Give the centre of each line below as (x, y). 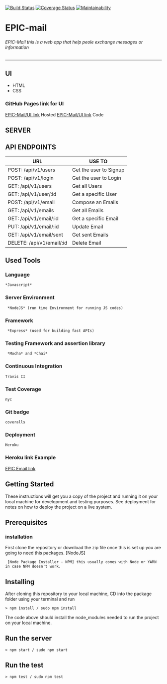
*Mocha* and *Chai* (28, 354)
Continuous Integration (34, 366)
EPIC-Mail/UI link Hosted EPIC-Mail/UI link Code (54, 114)
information (17, 47)
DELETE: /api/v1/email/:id (38, 243)
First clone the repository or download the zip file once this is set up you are (83, 548)
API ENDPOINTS (31, 147)
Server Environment (30, 298)
